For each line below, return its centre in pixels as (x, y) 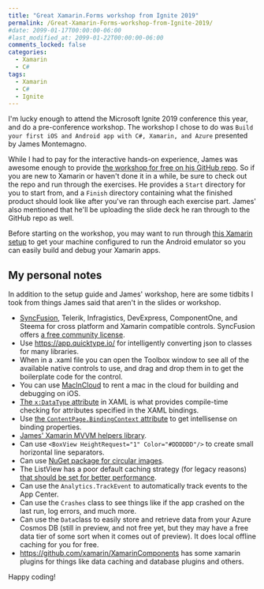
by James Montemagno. (48, 144)
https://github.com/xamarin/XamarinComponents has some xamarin (130, 553)
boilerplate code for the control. (71, 377)
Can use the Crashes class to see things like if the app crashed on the (132, 503)
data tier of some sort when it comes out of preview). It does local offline (138, 536)
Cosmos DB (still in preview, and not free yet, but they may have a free (134, 528)
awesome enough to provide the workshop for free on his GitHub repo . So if (132, 168)
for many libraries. (49, 352)
